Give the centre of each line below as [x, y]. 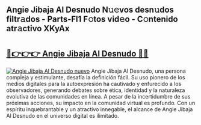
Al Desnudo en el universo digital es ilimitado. [63, 116]
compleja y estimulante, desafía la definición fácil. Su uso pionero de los [96, 77]
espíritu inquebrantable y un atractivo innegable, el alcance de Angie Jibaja [100, 109]
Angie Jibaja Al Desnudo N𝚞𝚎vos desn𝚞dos [90, 10]
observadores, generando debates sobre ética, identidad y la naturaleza [96, 90]
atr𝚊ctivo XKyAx [38, 29]
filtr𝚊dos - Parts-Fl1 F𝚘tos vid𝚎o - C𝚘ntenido [92, 20]
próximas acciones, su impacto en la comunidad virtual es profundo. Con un [101, 103]
